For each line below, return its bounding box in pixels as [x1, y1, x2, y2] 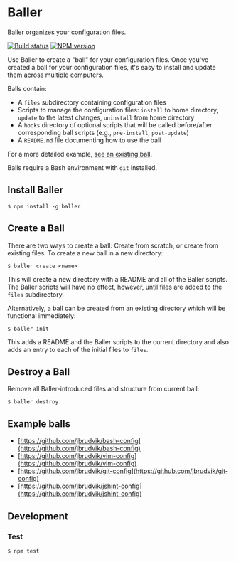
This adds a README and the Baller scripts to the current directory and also [7, 337, 230, 346]
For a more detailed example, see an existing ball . [7, 149, 153, 158]
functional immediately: [7, 311, 76, 320]
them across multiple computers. [7, 70, 104, 79]
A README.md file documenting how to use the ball [17, 136, 161, 144]
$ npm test [7, 547, 40, 555]
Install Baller [7, 184, 64, 196]
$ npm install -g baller [7, 203, 81, 210]
